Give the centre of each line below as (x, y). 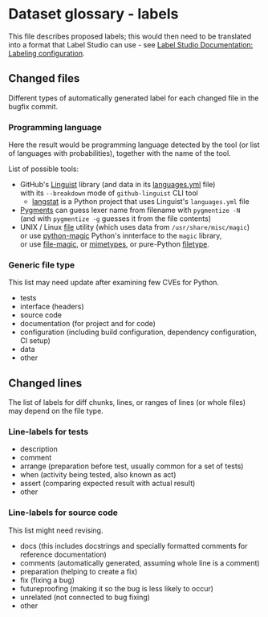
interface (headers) (52, 307)
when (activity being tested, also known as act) (98, 475)
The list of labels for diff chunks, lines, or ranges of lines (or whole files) (127, 402)
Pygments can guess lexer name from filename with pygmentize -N (130, 210)
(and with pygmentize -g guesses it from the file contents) (115, 219)
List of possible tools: (43, 169)
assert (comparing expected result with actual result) (108, 484)
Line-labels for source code (63, 513)
